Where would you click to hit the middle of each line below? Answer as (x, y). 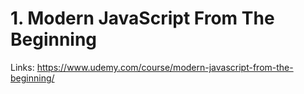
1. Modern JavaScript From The (142, 18)
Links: (22, 67)
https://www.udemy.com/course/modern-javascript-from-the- (165, 67)
